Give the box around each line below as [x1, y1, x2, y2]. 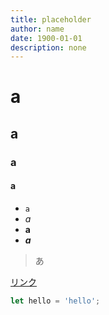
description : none [10, 42, 87, 53]
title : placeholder [10, 14, 92, 25]
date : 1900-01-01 [10, 33, 83, 43]
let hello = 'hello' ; [10, 296, 101, 306]
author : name [10, 24, 65, 34]
